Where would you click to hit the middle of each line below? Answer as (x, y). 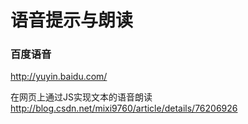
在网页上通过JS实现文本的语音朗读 (81, 97)
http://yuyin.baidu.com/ (59, 77)
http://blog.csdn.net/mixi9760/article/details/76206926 (124, 108)
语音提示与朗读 (72, 20)
